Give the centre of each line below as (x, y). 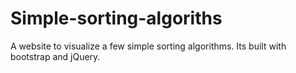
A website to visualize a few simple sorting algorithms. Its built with (148, 46)
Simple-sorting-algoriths (116, 18)
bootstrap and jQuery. (55, 56)
